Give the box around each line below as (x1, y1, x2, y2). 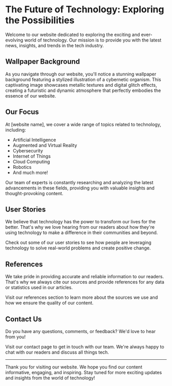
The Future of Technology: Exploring (5, 4, 164, 15)
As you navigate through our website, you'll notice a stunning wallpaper (5, 71, 157, 77)
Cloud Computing (12, 158, 50, 165)
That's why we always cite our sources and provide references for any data (5, 279, 165, 285)
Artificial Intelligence (12, 137, 56, 143)
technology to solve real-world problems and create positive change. (5, 245, 151, 251)
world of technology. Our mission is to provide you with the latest (24, 37, 162, 43)
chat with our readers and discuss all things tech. (5, 349, 109, 355)
